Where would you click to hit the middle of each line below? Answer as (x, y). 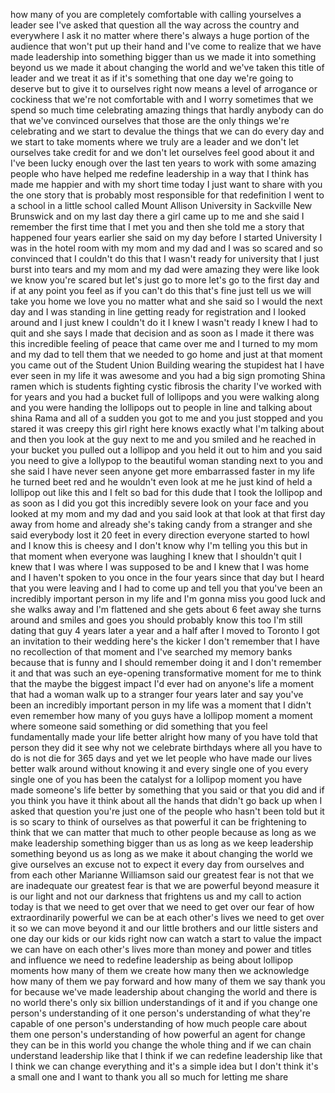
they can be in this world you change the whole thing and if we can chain (161, 1045)
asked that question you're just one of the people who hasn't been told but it (167, 811)
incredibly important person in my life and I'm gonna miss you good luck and (168, 598)
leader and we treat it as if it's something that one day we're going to (152, 78)
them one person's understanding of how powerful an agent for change (158, 1034)
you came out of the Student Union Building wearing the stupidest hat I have (167, 365)
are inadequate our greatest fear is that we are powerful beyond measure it (165, 885)
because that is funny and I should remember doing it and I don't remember (166, 662)
